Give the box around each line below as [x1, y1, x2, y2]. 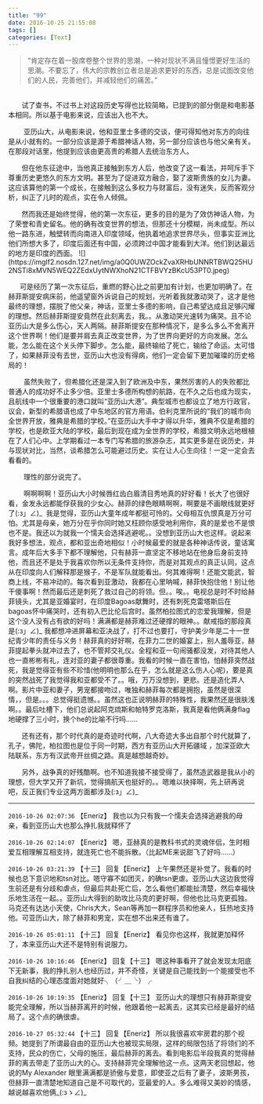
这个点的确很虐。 [28, 1012, 84, 1022]
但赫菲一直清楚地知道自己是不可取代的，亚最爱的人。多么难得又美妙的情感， [8, 1078, 255, 1088]
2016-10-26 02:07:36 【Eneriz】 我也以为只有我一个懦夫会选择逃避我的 [8, 811, 236, 821]
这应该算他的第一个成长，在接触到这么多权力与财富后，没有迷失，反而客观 [8, 183, 248, 192]
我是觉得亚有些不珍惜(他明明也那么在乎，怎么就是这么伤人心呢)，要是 [21, 665, 247, 675]
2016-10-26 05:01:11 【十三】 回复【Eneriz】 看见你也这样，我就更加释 [8, 930, 239, 939]
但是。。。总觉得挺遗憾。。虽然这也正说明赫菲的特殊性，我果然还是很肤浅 [24, 695, 255, 705]
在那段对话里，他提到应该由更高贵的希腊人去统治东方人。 [8, 147, 193, 156]
